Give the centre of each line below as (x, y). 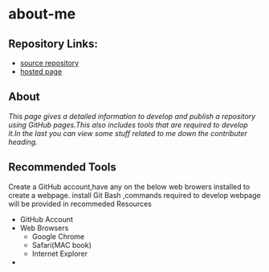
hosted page (41, 72)
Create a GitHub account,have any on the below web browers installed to (129, 187)
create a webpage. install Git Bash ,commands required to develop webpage (134, 195)
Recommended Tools (62, 167)
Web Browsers (44, 228)
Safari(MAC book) (62, 245)
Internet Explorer (60, 253)
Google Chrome (58, 236)
